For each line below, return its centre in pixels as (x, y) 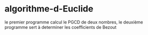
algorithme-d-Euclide (49, 9)
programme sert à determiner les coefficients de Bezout (61, 27)
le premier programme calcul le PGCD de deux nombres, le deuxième (74, 22)
